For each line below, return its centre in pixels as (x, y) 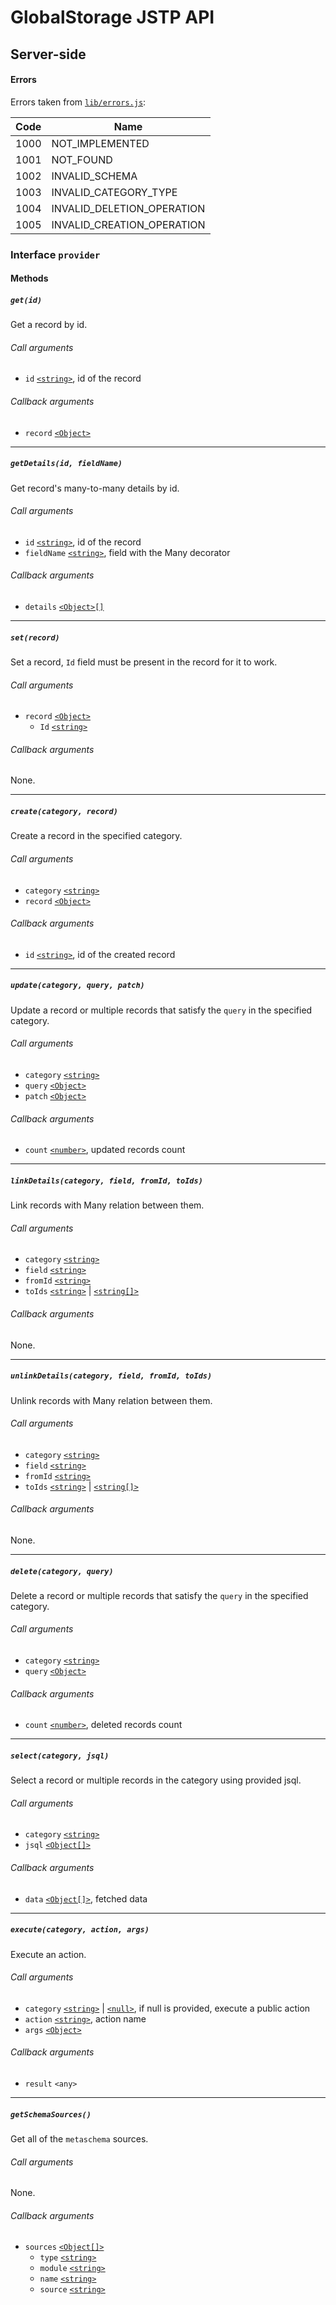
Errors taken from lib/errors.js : (78, 102)
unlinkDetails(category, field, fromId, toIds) (111, 1376)
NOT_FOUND (82, 159)
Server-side (48, 54)
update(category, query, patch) (77, 986)
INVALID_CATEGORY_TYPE (114, 192)
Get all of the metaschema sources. (79, 2139)
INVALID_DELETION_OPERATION (128, 208)
